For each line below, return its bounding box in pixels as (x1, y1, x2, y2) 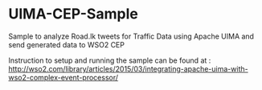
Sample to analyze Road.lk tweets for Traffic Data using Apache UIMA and (8, 31, 255, 41)
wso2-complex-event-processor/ (8, 72, 119, 82)
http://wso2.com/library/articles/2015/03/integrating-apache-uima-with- (8, 63, 248, 73)
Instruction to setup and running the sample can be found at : (8, 55, 211, 65)
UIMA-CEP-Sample (8, 5, 138, 23)
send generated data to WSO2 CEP (8, 39, 125, 49)
